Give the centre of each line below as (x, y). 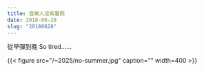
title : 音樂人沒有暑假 (36, 13)
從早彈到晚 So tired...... (40, 47)
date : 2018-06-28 (32, 20)
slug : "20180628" (32, 26)
